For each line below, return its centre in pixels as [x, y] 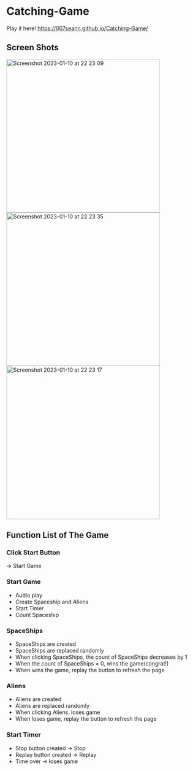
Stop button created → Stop [50, 748]
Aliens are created [38, 699]
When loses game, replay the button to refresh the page [86, 719]
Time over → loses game [47, 761]
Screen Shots [33, 48]
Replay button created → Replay [56, 754]
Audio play [29, 595]
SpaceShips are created [46, 644]
